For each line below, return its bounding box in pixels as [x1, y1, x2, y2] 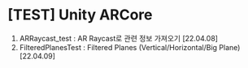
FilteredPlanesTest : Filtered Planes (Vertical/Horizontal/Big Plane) [19, 42, 241, 52]
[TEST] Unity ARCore [7, 6, 153, 24]
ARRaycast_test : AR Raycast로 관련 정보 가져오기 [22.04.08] [19, 33, 219, 43]
